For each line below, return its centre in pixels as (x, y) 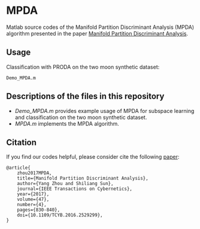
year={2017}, (33, 194)
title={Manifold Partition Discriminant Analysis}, (83, 179)
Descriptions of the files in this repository (85, 96)
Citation (22, 142)
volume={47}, (33, 200)
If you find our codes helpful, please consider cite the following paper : (93, 157)
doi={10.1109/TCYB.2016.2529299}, (60, 215)
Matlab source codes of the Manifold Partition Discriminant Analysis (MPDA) (100, 27)
